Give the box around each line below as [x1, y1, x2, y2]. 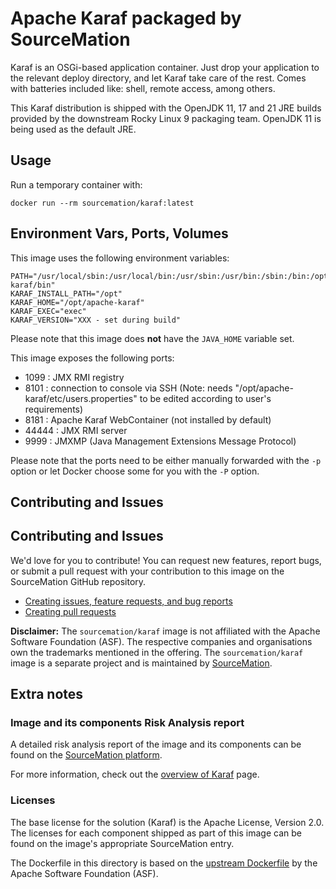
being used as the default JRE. [10, 123, 137, 135]
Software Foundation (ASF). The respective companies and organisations [10, 635, 313, 647]
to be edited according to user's [139, 392, 272, 404]
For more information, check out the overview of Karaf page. [10, 768, 260, 781]
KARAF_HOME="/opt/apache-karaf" [10, 297, 145, 307]
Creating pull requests [24, 605, 117, 617]
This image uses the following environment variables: [10, 252, 230, 264]
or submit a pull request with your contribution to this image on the [10, 565, 285, 577]
